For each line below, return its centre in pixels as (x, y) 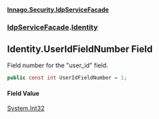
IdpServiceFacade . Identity (52, 27)
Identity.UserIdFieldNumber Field (80, 49)
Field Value (23, 93)
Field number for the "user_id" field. (58, 65)
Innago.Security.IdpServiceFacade (58, 10)
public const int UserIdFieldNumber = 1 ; (67, 78)
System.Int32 (26, 108)
